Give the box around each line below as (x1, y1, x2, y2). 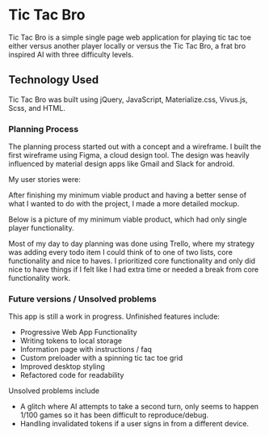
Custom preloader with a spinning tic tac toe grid (19, 353, 183, 363)
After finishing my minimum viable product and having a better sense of (8, 190, 247, 200)
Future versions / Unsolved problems (8, 293, 157, 304)
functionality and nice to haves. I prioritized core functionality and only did (8, 256, 256, 266)
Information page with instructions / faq (19, 345, 152, 354)
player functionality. (8, 223, 74, 233)
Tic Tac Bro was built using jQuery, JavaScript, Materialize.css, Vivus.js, (8, 95, 248, 104)
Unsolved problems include (8, 386, 99, 396)
